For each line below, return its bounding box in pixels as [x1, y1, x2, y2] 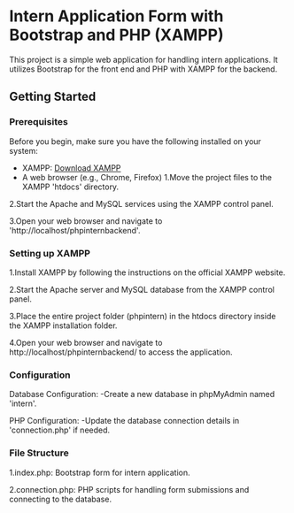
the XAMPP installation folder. [9, 320, 118, 331]
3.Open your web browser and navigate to [9, 215, 163, 226]
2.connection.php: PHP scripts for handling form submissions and [9, 484, 250, 494]
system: [9, 145, 38, 156]
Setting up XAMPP [9, 247, 91, 259]
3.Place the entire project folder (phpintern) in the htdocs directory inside [9, 310, 276, 321]
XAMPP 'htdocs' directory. [21, 181, 120, 192]
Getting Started [9, 89, 97, 104]
